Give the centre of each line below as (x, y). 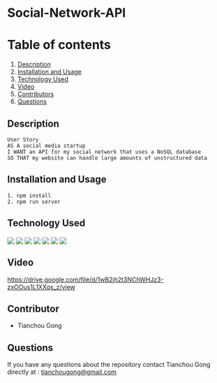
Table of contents (59, 45)
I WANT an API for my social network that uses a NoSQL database (104, 152)
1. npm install (29, 195)
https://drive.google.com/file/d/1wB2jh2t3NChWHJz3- (85, 279)
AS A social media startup (46, 146)
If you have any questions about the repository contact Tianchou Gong (109, 365)
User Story (23, 139)
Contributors (36, 94)
